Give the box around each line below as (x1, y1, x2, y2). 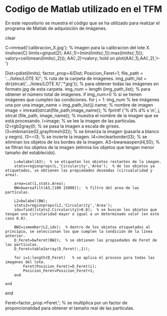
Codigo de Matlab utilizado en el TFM (5, 3, 163, 15)
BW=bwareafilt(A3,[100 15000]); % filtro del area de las (14, 185, 140, 190)
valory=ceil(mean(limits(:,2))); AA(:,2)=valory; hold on (5, 55, 116, 61)
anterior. (5, 233, 26, 238)
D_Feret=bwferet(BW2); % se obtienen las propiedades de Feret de (14, 238, 157, 243)
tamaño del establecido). (5, 150, 56, 156)
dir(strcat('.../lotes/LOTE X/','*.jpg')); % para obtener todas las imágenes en (5, 81, 159, 87)
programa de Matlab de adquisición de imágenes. (5, 25, 107, 31)
